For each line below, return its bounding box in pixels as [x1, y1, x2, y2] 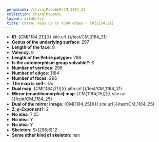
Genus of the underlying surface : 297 [11, 39, 90, 45]
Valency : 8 [11, 50, 34, 55]
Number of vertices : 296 [11, 65, 63, 71]
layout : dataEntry [6, 16, 44, 21]
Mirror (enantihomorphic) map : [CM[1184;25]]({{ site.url [11, 91, 126, 97]
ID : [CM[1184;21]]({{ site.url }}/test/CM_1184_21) [11, 34, 107, 40]
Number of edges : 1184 [11, 70, 60, 76]
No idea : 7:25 [11, 111, 39, 117]
